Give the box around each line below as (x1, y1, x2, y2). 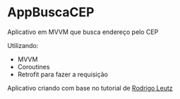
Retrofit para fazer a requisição (17, 70, 108, 78)
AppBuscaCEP (7, 4, 95, 21)
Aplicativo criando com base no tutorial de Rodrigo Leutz (7, 83, 173, 92)
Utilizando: (7, 41, 39, 49)
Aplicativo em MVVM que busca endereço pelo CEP (7, 28, 159, 36)
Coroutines (17, 62, 50, 71)
